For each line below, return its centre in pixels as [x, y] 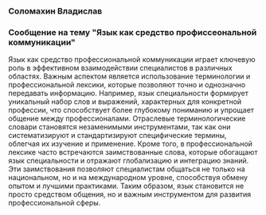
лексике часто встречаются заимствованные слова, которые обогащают [133, 152]
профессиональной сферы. [55, 203]
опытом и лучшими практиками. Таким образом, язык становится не [126, 186]
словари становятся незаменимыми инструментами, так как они [119, 127]
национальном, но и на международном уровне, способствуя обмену [128, 178]
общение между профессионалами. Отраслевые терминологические [127, 119]
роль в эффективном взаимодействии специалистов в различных [120, 68]
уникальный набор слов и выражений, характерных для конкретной [125, 102]
